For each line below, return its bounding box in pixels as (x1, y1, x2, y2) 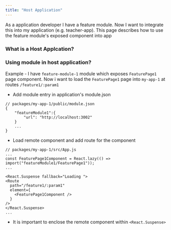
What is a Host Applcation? (5, 45, 74, 52)
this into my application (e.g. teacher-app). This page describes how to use (5, 27, 163, 33)
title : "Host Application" (5, 7, 63, 13)
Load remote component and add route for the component (12, 137, 136, 143)
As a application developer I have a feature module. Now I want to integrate (5, 22, 164, 28)
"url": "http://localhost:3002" (23, 115, 93, 120)
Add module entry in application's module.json (12, 91, 111, 97)
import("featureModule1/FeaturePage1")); (5, 160, 95, 165)
